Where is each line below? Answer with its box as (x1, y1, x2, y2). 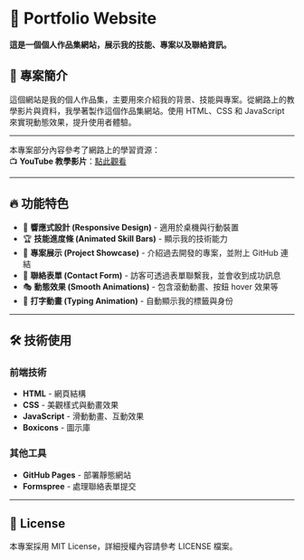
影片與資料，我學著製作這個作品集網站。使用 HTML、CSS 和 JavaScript (16, 105, 285, 116)
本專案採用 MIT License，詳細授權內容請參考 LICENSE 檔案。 (9, 541, 238, 552)
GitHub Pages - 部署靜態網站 (22, 470, 131, 480)
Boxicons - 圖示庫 (22, 422, 90, 433)
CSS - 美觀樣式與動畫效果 (22, 400, 119, 411)
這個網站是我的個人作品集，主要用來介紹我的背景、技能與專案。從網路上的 (9, 94, 287, 105)
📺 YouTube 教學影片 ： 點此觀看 (9, 156, 127, 166)
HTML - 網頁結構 (22, 388, 86, 399)
